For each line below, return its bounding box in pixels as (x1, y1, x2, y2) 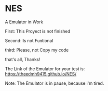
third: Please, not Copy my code (5, 47, 69, 53)
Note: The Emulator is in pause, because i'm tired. (5, 80, 104, 86)
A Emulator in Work (5, 19, 43, 25)
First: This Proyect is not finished (5, 28, 70, 34)
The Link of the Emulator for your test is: (5, 66, 85, 72)
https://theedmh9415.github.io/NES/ (5, 71, 77, 76)
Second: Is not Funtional (5, 37, 53, 44)
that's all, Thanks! (5, 56, 40, 62)
